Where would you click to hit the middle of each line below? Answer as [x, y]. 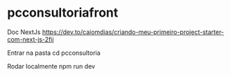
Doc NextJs [24, 32]
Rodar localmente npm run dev [51, 66]
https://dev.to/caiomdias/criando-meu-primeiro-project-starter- [133, 32]
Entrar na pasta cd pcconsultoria [54, 53]
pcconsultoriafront [63, 13]
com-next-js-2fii [31, 39]
